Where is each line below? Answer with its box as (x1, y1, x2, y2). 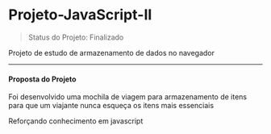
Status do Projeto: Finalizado (27, 32, 124, 42)
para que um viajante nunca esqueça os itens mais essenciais (8, 101, 215, 111)
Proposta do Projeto (8, 74, 77, 84)
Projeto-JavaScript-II (8, 6, 152, 24)
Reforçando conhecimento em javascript (8, 116, 144, 126)
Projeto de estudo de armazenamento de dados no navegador (8, 48, 215, 57)
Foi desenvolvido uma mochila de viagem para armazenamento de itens (8, 92, 248, 102)
